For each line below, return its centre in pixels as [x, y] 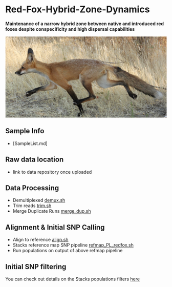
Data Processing [32, 188]
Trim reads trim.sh [32, 206]
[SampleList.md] [30, 143]
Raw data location [35, 160]
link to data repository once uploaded [52, 172]
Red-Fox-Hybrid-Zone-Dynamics [78, 9]
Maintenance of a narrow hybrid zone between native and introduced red [85, 24]
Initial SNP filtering [36, 267]
